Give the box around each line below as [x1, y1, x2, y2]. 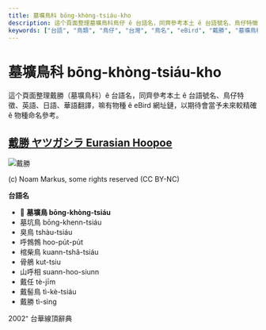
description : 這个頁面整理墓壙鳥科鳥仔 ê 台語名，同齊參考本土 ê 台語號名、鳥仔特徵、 [8, 19, 264, 27]
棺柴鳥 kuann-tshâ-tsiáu [19, 247, 99, 257]
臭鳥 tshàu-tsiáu [19, 228, 73, 237]
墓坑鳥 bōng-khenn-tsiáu [19, 217, 102, 227]
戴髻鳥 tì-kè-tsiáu [19, 287, 77, 297]
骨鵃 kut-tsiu [19, 257, 61, 267]
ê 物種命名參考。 [8, 110, 63, 120]
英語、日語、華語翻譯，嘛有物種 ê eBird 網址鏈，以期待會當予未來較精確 [21, 101, 257, 110]
